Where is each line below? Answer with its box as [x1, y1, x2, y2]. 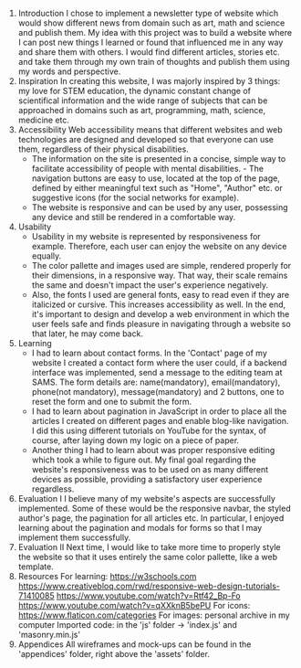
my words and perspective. [17, 66, 121, 77]
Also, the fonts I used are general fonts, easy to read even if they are [31, 290, 290, 300]
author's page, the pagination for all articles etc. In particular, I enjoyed [17, 513, 285, 524]
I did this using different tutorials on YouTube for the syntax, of [31, 425, 267, 436]
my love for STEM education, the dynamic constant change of [17, 86, 252, 96]
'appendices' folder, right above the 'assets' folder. [17, 649, 210, 659]
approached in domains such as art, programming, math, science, [17, 105, 266, 115]
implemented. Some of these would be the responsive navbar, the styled [17, 503, 291, 514]
